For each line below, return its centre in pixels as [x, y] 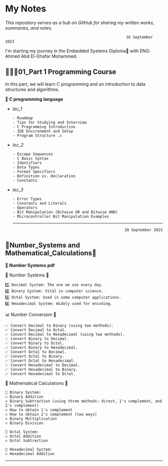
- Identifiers [27, 163]
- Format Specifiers [34, 172]
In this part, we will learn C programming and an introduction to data [75, 84]
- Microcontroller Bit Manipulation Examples [60, 216]
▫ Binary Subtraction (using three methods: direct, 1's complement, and [84, 401]
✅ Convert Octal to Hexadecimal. [40, 361]
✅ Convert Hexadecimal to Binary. [41, 369]
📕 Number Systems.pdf [30, 265]
